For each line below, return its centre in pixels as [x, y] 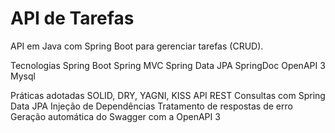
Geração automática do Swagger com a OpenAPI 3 [115, 116]
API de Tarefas [72, 18]
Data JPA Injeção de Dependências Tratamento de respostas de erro [151, 106]
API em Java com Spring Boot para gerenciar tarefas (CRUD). [137, 46]
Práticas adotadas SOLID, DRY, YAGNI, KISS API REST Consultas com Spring [168, 95]
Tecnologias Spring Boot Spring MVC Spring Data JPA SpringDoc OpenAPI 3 [168, 65]
